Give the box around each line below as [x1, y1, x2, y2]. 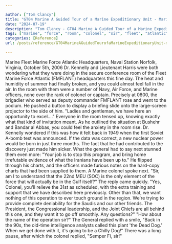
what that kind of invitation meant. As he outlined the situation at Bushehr [5, 119, 160, 125]
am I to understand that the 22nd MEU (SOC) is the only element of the [5, 173, 155, 179]
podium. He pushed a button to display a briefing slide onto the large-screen [5, 102, 167, 108]
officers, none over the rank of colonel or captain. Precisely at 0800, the [5, 92, 158, 98]
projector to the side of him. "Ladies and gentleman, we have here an [5, 108, 151, 114]
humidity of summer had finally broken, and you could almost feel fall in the [5, 80, 164, 87]
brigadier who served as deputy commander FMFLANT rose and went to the [5, 97, 166, 103]
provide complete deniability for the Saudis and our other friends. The [5, 200, 153, 206]
